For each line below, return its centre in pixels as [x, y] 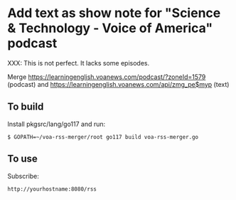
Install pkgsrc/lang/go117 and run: [57, 124]
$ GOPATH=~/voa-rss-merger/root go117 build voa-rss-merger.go [103, 137]
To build [26, 107]
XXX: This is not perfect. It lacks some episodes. [79, 63]
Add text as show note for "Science [114, 13]
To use [22, 159]
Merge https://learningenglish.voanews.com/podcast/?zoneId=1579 [107, 77]
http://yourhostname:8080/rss [52, 189]
